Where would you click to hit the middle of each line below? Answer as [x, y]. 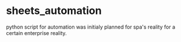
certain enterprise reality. [37, 33]
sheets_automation [54, 11]
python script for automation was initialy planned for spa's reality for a [91, 27]
